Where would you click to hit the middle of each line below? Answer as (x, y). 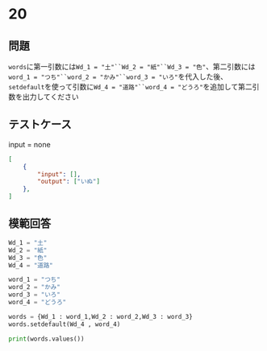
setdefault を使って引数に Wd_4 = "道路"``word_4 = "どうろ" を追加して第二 (130, 87)
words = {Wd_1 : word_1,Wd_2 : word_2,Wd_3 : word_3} (101, 316)
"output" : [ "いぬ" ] (69, 182)
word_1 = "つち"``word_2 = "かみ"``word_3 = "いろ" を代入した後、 (118, 76)
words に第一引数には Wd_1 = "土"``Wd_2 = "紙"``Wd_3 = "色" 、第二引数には (132, 66)
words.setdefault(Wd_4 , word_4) (65, 324)
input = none (29, 144)
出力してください (50, 97)
